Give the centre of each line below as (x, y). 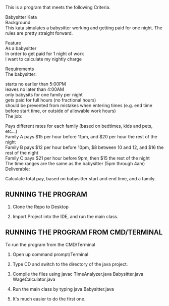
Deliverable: (18, 169)
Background (18, 22)
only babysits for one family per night (44, 95)
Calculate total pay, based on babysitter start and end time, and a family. (80, 178)
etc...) (11, 131)
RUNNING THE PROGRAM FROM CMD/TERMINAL (84, 233)
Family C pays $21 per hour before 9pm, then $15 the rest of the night (78, 158)
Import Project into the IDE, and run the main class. (65, 216)
